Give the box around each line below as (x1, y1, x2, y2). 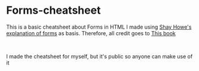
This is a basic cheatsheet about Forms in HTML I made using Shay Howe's (6, 23, 192, 30)
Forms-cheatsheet (6, 4, 101, 17)
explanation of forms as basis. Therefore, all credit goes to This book (6, 29, 176, 36)
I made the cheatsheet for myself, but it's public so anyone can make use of (6, 53, 193, 60)
